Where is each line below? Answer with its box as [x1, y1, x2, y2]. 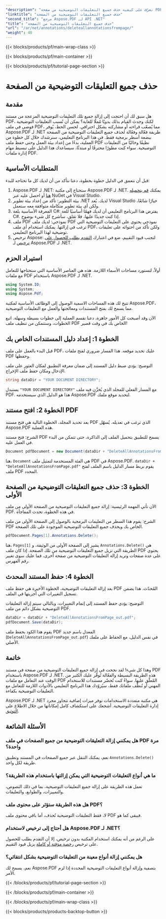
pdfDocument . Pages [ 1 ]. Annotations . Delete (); [5, 533, 99, 538]
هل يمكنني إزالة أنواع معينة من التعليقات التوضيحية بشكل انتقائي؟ [5, 854, 142, 861]
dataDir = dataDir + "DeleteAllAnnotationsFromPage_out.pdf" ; [5, 615, 136, 620]
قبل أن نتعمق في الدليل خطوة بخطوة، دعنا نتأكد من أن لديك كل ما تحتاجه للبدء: [5, 177, 150, 183]
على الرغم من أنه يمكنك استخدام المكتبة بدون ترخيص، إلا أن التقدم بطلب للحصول [5, 836, 155, 842]
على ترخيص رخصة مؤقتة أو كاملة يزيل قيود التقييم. [5, 841, 98, 847]
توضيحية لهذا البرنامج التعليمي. [12, 229, 68, 235]
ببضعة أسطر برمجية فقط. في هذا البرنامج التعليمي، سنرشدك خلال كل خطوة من [5, 134, 152, 140]
